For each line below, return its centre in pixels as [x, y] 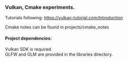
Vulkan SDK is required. [29, 49]
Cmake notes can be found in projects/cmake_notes [57, 27]
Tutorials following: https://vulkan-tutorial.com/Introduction [64, 18]
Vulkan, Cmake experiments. [40, 7]
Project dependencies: [28, 38]
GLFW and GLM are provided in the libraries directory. [59, 54]
